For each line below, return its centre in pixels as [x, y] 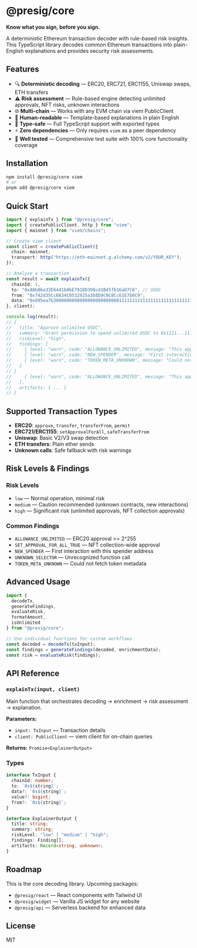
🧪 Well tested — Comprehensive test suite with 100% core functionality [101, 138]
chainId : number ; [33, 781]
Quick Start [27, 206]
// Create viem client [34, 241]
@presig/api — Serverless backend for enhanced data [80, 908]
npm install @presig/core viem [44, 177]
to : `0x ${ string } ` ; [35, 786]
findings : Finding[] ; [38, 840]
